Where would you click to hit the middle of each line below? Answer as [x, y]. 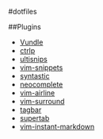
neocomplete [41, 84]
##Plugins [25, 27]
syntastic [34, 76]
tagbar [31, 110]
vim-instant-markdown [57, 127]
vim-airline [37, 93]
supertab [34, 118]
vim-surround [42, 101]
